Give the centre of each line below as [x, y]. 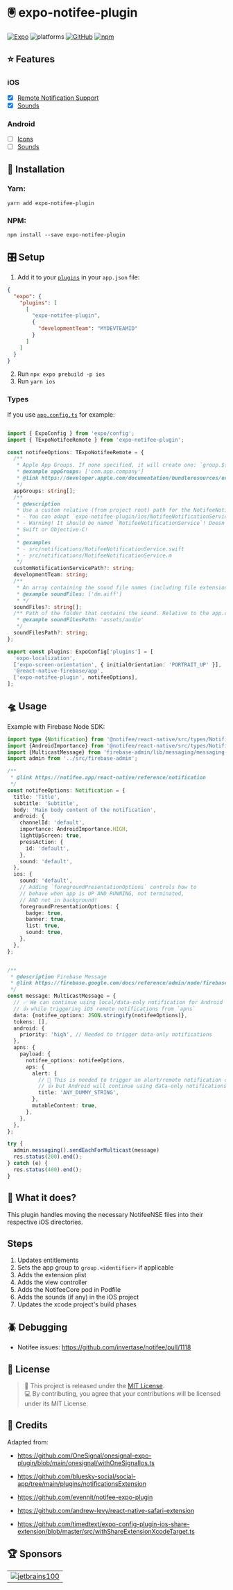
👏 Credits [28, 1425]
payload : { [35, 1054]
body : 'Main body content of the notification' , [85, 810]
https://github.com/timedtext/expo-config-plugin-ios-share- [103, 1524]
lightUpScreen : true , [51, 836]
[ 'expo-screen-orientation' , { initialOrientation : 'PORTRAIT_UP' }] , [118, 665]
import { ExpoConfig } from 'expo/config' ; [71, 433]
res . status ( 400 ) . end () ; [48, 1169]
